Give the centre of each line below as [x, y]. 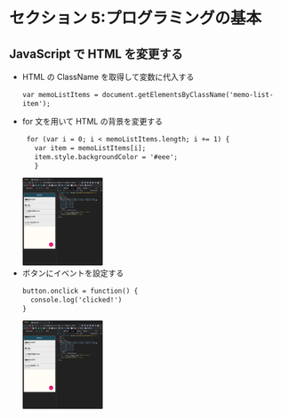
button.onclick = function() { [80, 291]
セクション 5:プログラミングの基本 [136, 18]
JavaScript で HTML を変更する [96, 54]
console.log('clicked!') [76, 300]
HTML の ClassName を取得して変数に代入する [108, 77]
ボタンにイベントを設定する [73, 273]
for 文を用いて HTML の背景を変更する [92, 121]
